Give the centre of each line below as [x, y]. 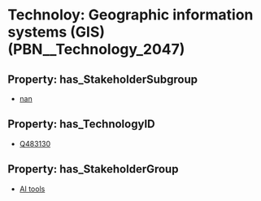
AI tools [32, 189]
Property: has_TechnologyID [81, 124]
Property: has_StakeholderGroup [93, 169]
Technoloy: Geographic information [130, 15]
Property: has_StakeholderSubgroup [103, 79]
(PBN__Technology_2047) [96, 49]
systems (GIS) [57, 32]
